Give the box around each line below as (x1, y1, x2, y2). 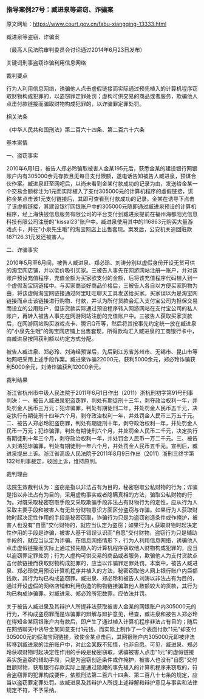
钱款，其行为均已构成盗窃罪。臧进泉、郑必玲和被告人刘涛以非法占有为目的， (6, 575, 198, 582)
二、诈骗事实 (6, 246, 38, 254)
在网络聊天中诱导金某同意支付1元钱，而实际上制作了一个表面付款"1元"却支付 (6, 625, 197, 633)
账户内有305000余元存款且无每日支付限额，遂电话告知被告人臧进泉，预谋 (6, 172, 191, 180)
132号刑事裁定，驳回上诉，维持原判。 (6, 457, 100, 465)
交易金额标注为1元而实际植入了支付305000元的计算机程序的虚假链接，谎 (11, 187, 193, 195)
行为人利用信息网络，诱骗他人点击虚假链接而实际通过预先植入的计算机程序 (6, 85, 192, 92)
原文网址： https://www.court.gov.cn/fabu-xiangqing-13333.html (6, 20, 167, 28)
